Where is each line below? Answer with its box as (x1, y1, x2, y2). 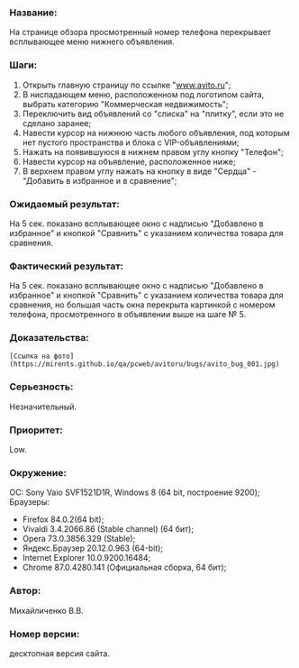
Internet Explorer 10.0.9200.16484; (22, 553, 151, 563)
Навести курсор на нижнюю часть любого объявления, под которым (22, 127, 290, 138)
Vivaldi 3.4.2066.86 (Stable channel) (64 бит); (22, 524, 195, 535)
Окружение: (9, 467, 68, 479)
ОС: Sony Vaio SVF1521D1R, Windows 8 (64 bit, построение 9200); (9, 487, 260, 498)
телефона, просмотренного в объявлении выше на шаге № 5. (9, 309, 247, 320)
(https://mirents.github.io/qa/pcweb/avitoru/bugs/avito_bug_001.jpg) (9, 360, 280, 369)
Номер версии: (9, 627, 80, 640)
